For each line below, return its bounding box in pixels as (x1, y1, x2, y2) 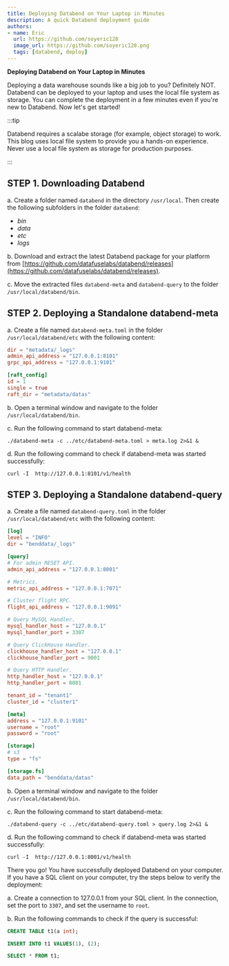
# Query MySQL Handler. (7, 616, 76, 623)
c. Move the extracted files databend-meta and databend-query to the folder (7, 280, 219, 288)
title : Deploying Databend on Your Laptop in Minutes (7, 10, 166, 17)
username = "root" (7, 724, 60, 731)
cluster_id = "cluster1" (7, 698, 79, 705)
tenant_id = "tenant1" (7, 692, 72, 699)
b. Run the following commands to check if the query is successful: (7, 914, 199, 923)
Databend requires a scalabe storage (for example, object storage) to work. (7, 129, 221, 138)
